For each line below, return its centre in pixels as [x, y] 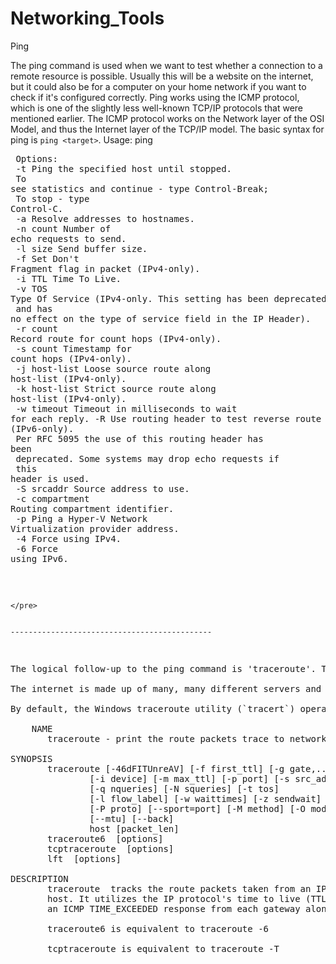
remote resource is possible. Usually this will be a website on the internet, [162, 76]
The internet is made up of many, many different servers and [166, 688]
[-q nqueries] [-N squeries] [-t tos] [184, 788]
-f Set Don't [47, 258]
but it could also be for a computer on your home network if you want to [158, 86]
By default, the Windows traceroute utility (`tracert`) [153, 708]
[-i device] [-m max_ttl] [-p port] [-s [189, 778]
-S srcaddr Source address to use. [102, 488]
